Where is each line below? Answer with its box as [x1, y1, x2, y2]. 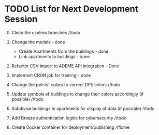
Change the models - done [11, 39, 65, 45]
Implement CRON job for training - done [11, 72, 91, 78]
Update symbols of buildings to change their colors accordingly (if [11, 91, 144, 97]
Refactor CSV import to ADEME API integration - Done [11, 63, 119, 69]
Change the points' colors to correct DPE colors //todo [11, 81, 120, 88]
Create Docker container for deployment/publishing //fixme [11, 124, 130, 130]
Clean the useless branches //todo [11, 30, 81, 35]
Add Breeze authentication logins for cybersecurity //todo [11, 115, 127, 120]
